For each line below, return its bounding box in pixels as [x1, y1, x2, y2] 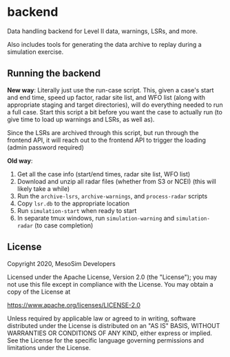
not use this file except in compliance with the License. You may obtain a [7, 280, 213, 288]
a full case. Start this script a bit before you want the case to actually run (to [7, 108, 222, 116]
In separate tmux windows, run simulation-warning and [17, 214, 175, 222]
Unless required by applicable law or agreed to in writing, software [7, 314, 196, 323]
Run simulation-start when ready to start [17, 206, 137, 214]
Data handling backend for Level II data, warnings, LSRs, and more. [7, 27, 198, 35]
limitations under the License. [7, 343, 91, 351]
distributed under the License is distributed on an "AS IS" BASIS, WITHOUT [7, 321, 220, 329]
